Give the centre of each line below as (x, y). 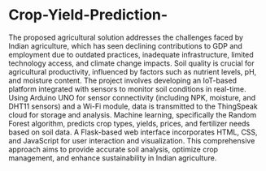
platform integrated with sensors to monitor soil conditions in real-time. (127, 89)
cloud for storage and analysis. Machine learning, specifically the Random (133, 114)
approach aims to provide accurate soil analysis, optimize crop (113, 149)
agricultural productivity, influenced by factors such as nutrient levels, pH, (133, 71)
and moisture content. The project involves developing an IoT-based (123, 80)
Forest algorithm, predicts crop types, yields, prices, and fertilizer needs (129, 123)
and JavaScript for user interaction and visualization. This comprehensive (132, 140)
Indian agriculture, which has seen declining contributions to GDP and (125, 45)
